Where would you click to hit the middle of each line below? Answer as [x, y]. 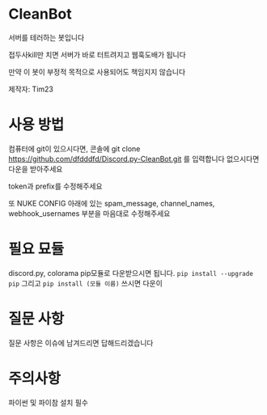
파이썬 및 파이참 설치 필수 [49, 402]
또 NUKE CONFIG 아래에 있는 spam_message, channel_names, [112, 203]
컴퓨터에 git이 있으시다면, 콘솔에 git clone [74, 148]
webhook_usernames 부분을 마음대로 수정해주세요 [89, 213]
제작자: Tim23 [31, 89]
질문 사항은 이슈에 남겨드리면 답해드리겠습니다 [81, 343]
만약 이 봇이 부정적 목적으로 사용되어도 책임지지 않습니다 [97, 72]
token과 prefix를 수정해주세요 [55, 186]
